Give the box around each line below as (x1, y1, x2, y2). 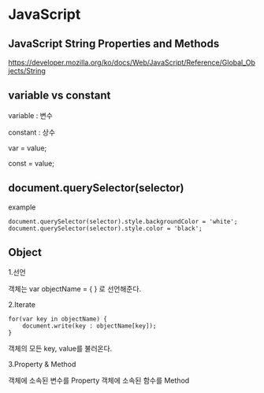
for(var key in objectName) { (8, 315, 108, 324)
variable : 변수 (8, 110, 54, 120)
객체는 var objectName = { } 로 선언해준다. (8, 284, 142, 294)
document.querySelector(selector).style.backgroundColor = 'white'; (8, 217, 238, 225)
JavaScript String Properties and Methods (8, 37, 220, 50)
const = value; (8, 158, 55, 168)
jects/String (8, 66, 46, 76)
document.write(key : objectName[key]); (22, 322, 157, 330)
